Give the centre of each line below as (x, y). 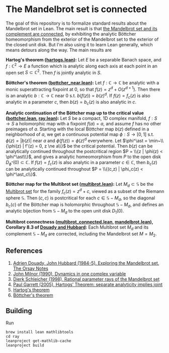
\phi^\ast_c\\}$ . (21, 174)
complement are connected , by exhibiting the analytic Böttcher (71, 34)
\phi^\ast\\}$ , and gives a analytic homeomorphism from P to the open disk (83, 157)
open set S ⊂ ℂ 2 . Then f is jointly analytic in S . (54, 72)
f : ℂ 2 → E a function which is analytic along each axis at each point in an (81, 65)
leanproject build (25, 345)
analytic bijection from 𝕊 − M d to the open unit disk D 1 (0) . (65, 211)
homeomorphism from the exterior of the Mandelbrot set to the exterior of (82, 39)
